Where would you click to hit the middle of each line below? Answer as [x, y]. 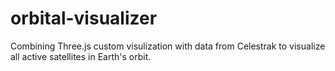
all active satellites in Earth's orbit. [81, 56]
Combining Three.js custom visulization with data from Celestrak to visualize [168, 46]
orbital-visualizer [84, 18]
